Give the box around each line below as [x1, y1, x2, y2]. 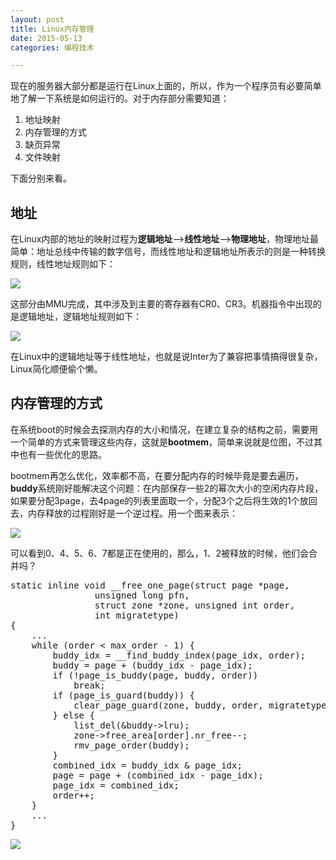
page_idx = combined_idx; [52, 779, 180, 791]
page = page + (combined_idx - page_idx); [52, 769, 264, 781]
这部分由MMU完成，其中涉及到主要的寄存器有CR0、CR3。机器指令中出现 [10, 298, 313, 310]
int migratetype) [94, 609, 180, 621]
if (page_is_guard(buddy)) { [52, 689, 196, 701]
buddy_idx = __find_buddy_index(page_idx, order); [52, 649, 307, 661]
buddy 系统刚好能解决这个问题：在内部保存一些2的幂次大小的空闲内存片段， [10, 482, 324, 494]
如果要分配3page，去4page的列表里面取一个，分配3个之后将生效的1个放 [10, 494, 309, 506]
